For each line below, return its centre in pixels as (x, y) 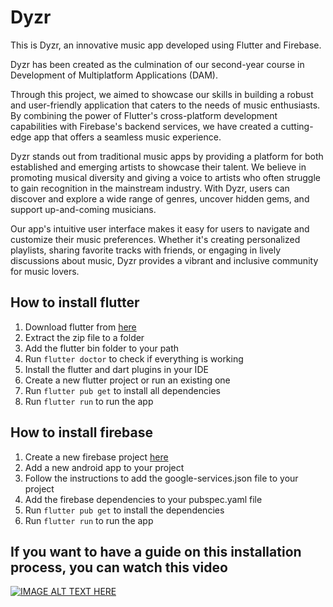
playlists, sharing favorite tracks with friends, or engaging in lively (146, 250)
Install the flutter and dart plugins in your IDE (116, 369)
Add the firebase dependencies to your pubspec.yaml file (143, 499)
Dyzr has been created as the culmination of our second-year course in (157, 64)
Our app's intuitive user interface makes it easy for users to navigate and (160, 228)
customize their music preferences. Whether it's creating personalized (155, 239)
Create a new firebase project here (96, 457)
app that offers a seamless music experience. (127, 137)
